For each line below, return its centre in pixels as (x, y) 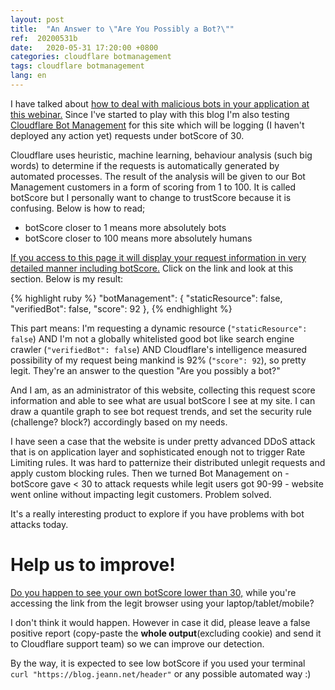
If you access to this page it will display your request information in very (158, 257)
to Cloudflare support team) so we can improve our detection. (137, 643)
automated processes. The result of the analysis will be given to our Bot (158, 176)
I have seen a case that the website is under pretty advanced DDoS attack (163, 441)
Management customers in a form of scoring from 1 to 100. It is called (153, 187)
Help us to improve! (93, 565)
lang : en (28, 76)
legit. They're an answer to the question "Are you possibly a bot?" (145, 370)
